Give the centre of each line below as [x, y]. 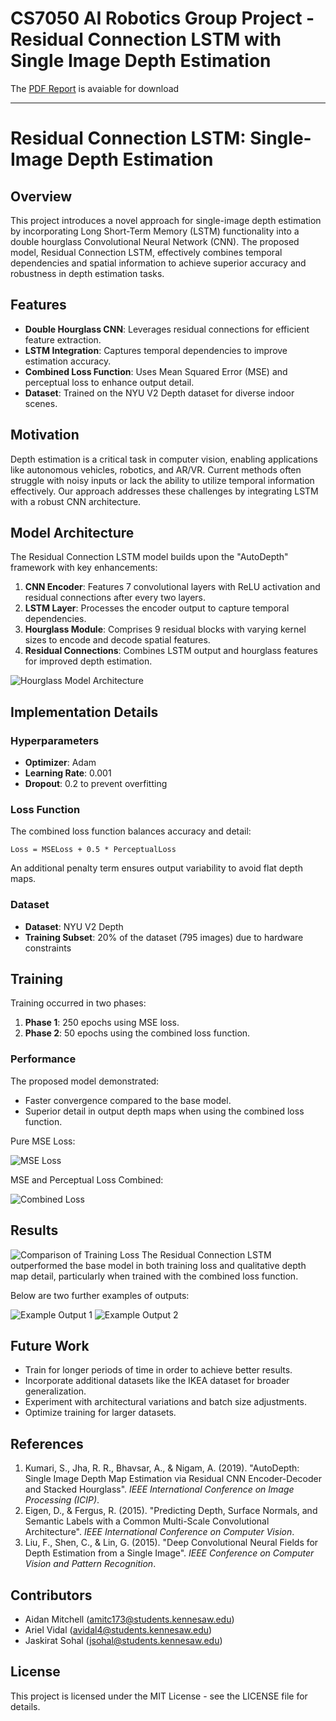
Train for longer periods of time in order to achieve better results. [158, 1370]
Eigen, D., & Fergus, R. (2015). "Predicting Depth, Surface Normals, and [171, 1511]
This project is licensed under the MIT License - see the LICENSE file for [159, 1696]
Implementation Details [84, 712]
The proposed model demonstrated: [85, 1081]
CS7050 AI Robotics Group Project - [162, 18]
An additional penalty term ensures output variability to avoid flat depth [156, 868]
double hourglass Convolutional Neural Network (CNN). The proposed [155, 241]
